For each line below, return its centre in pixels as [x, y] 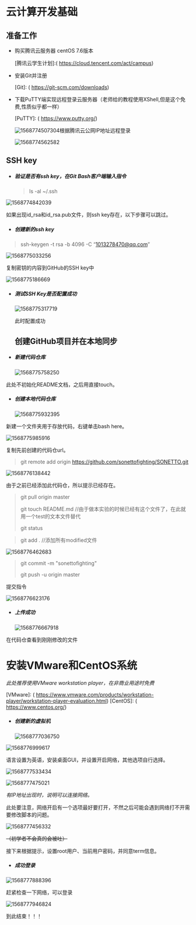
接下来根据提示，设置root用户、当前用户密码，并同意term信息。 [83, 851]
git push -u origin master [50, 574]
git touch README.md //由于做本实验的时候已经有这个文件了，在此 [100, 509]
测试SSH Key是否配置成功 [45, 293]
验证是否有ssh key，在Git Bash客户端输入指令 [70, 176]
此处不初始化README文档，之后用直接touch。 [62, 384]
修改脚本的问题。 [32, 814]
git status [32, 528]
